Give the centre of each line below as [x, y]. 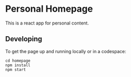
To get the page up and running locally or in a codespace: [66, 51]
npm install [18, 65]
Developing [24, 39]
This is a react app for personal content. [47, 23]
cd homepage [18, 61]
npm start [16, 69]
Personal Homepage [49, 9]
